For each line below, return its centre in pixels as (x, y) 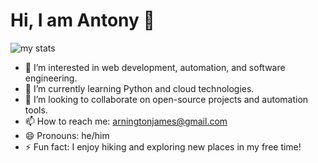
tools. (36, 110)
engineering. (51, 78)
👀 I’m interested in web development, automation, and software (155, 67)
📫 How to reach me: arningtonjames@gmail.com (126, 121)
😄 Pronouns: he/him (67, 135)
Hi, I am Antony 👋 (82, 20)
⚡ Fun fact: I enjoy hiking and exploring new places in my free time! (163, 146)
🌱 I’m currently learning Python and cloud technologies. (139, 88)
